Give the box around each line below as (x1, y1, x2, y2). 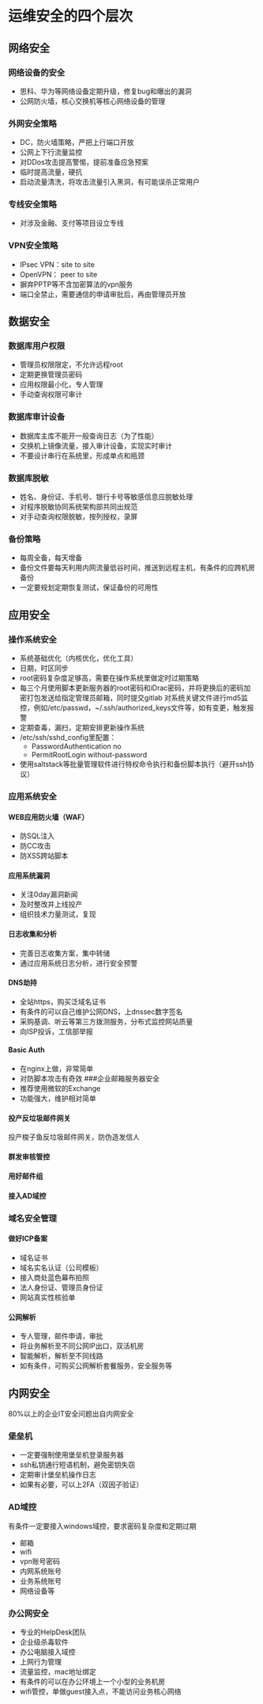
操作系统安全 (8, 634, 58, 645)
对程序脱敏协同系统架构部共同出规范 (19, 502, 138, 512)
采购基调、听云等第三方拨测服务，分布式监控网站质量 (19, 1016, 193, 1026)
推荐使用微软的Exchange (19, 1083, 101, 1093)
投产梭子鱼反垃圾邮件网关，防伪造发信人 (8, 1132, 140, 1142)
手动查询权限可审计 (19, 390, 83, 399)
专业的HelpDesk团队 (19, 1627, 87, 1637)
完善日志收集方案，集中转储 (19, 948, 111, 958)
